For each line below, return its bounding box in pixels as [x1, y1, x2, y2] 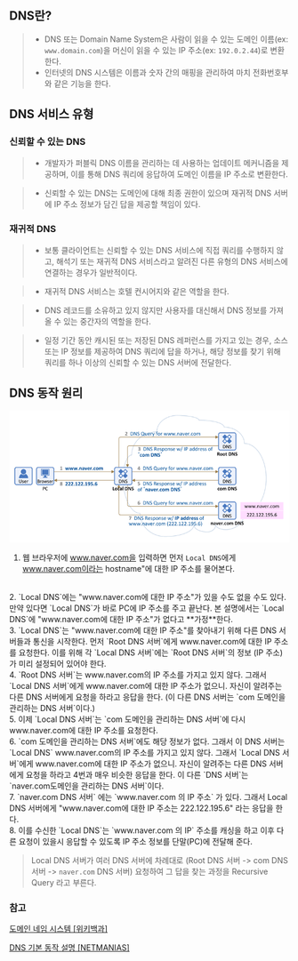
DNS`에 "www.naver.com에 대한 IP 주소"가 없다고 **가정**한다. [9, 614, 234, 625]
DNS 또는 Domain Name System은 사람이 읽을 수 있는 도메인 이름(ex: [44, 34, 289, 44]
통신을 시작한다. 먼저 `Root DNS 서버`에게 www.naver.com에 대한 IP [32, 637, 272, 647]
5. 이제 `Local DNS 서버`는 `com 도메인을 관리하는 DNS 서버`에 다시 [9, 714, 246, 725]
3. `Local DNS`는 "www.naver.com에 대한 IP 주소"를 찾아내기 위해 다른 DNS [9, 625, 278, 636]
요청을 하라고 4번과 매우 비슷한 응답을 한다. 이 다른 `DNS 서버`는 [25, 770, 249, 781]
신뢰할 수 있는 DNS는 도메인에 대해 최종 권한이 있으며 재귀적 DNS [44, 188, 272, 198]
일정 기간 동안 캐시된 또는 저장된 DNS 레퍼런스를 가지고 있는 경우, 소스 [44, 334, 289, 345]
